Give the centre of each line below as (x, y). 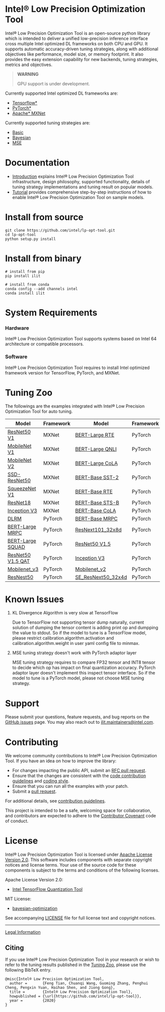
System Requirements (51, 313)
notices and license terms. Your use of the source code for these (71, 865)
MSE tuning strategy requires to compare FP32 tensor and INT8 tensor (84, 662)
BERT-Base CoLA (96, 511)
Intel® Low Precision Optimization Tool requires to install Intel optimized (77, 368)
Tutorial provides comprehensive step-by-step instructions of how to (82, 192)
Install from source (44, 217)
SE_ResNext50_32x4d (101, 577)
